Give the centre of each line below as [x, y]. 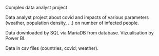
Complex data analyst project [36, 7]
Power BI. [15, 38]
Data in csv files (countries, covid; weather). [52, 48]
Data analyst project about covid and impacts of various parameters [77, 17]
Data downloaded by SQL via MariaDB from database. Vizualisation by [79, 33]
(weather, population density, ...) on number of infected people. [72, 23]
